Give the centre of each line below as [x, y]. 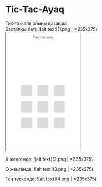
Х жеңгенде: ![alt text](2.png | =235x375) [49, 159]
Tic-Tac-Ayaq [35, 9]
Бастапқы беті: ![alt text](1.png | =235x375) [52, 29]
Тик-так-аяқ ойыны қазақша [36, 23]
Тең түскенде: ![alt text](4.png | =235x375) [51, 179]
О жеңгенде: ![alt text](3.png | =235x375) [49, 169]
